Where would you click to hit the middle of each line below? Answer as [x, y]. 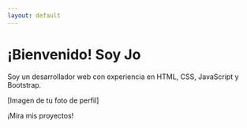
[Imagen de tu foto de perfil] [53, 100]
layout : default [34, 15]
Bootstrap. [24, 85]
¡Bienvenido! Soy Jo [74, 54]
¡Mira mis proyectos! [41, 115]
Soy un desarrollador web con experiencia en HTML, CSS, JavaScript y [123, 77]
